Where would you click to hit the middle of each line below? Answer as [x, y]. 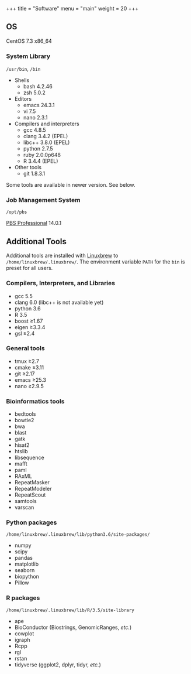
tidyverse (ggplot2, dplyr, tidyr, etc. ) [58, 665]
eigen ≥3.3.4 [30, 327]
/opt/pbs [17, 212]
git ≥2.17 [25, 374]
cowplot [24, 633]
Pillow [22, 583]
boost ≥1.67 [29, 321]
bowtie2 [24, 420]
